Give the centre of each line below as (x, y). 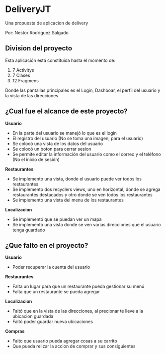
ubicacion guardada (33, 316)
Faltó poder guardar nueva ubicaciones (53, 322)
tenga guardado (29, 230)
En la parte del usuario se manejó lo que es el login (64, 133)
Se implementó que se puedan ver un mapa (57, 219)
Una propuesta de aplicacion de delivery (47, 23)
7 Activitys (23, 70)
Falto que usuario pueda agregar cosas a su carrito (65, 341)
